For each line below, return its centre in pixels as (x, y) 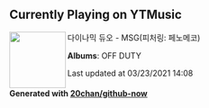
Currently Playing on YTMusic (95, 15)
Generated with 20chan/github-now (79, 94)
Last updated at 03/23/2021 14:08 (130, 73)
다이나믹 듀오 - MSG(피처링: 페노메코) (134, 37)
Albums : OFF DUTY (104, 55)
